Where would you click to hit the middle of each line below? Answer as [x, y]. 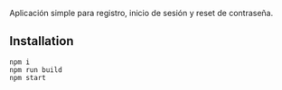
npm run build [36, 70]
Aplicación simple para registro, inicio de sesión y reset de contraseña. [141, 13]
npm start [28, 77]
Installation [42, 41]
